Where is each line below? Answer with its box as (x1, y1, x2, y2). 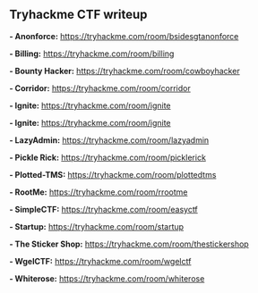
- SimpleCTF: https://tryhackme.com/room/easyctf (9, 204, 199, 214)
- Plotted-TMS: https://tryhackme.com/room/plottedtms (9, 169, 217, 180)
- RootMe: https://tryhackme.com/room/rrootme (9, 187, 188, 197)
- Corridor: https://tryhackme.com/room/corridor (9, 82, 191, 93)
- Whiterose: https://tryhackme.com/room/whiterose (9, 272, 205, 284)
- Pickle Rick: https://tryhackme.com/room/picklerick (9, 152, 206, 163)
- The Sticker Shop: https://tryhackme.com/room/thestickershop (9, 239, 249, 249)
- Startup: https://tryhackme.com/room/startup (9, 221, 185, 231)
